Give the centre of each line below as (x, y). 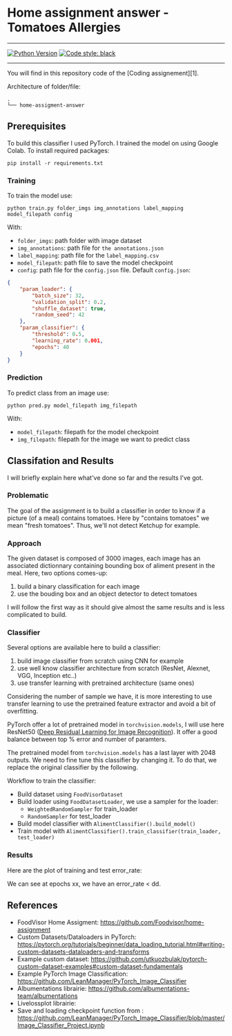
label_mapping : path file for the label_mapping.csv (88, 256)
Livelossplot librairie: (47, 1003)
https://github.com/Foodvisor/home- (152, 922)
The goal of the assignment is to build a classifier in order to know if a (106, 510)
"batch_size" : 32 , (58, 296)
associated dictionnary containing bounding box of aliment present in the (111, 566)
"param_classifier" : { (52, 328)
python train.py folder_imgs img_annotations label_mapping (96, 208)
